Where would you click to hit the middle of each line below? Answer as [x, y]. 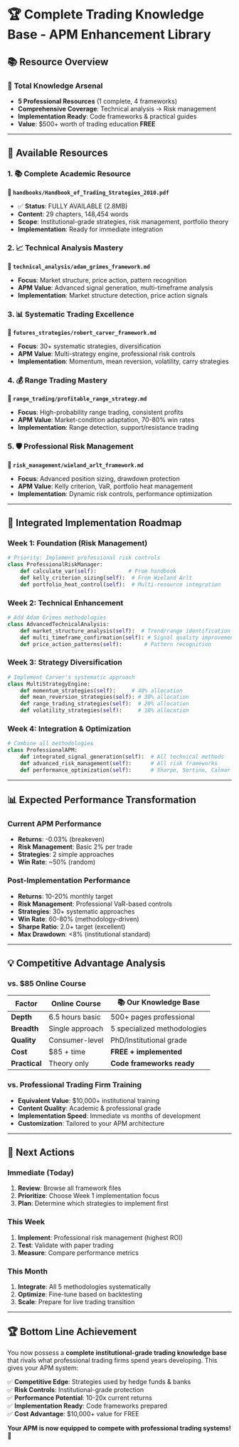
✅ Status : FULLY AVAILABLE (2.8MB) [73, 206]
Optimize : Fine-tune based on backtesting [80, 1294]
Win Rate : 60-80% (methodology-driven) [79, 919]
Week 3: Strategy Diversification [65, 662]
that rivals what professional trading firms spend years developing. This [112, 1360]
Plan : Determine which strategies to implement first [93, 1204]
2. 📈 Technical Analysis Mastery [65, 248]
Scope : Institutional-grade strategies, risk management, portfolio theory [123, 221]
